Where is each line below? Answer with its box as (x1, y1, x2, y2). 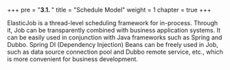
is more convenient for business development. (7, 55, 139, 63)
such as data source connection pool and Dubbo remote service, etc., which (7, 48, 223, 56)
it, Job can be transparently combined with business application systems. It (7, 27, 221, 34)
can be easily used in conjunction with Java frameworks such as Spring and (7, 33, 222, 41)
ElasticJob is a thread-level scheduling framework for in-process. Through (7, 19, 218, 27)
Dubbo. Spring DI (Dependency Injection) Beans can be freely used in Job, (7, 41, 218, 48)
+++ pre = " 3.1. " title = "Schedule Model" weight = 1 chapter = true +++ (7, 6, 211, 14)
